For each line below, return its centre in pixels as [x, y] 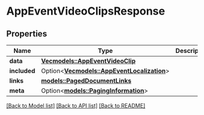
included [22, 71]
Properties [27, 34]
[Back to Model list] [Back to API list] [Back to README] [76, 106]
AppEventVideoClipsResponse [86, 11]
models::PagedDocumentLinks [86, 81]
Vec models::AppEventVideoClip [88, 61]
